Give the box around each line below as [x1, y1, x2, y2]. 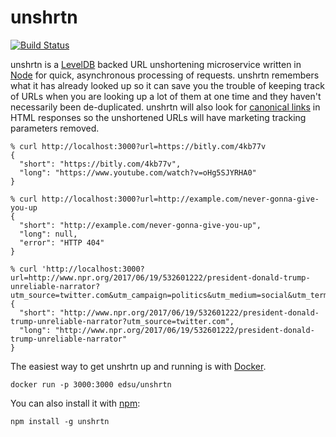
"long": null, [19, 229, 78, 239]
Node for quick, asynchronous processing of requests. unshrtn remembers [10, 69, 320, 81]
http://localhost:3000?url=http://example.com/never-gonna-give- [41, 194, 320, 204]
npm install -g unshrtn [10, 416, 110, 426]
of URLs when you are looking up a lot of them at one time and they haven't [10, 90, 322, 102]
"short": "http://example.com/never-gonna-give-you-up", [19, 220, 262, 230]
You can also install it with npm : [10, 397, 141, 409]
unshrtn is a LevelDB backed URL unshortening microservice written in [10, 58, 302, 70]
